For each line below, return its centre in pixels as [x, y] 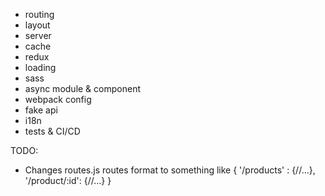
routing [39, 14]
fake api [41, 110]
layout [37, 25]
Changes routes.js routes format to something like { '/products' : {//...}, [170, 170]
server [38, 35]
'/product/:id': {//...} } [68, 180]
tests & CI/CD [52, 131]
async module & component [82, 88]
